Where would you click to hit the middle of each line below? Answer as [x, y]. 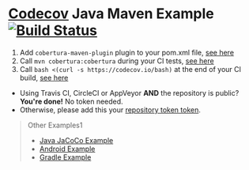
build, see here [44, 77]
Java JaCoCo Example [76, 140]
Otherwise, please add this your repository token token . [110, 110]
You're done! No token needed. [72, 101]
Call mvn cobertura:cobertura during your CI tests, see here [117, 61]
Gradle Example [65, 157]
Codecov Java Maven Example [111, 14]
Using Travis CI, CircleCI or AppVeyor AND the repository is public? [129, 93]
